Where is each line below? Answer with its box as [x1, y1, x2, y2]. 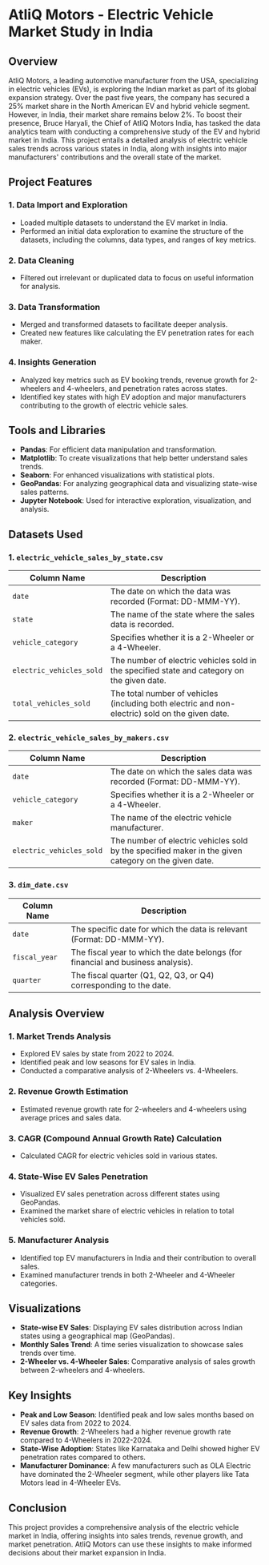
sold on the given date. [143, 708, 230, 719]
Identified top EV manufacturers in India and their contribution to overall [19, 1253, 256, 1262]
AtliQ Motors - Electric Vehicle [8, 6, 214, 24]
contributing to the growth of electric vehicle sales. [19, 400, 188, 410]
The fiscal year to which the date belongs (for [70, 947, 243, 958]
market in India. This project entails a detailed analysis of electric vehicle [8, 135, 248, 145]
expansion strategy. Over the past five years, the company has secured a [8, 93, 250, 102]
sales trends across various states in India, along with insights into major [8, 144, 247, 153]
